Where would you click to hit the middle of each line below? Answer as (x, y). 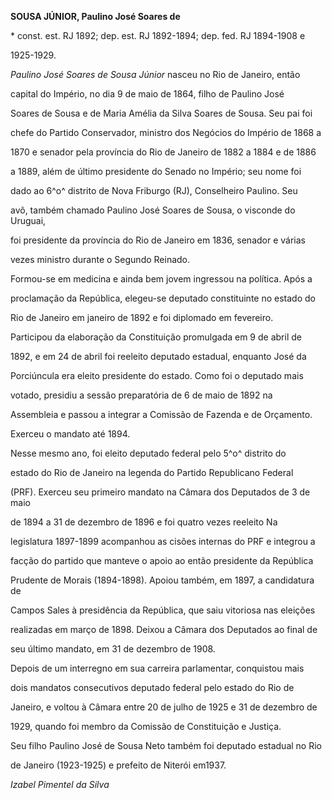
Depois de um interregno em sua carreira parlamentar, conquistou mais (157, 668)
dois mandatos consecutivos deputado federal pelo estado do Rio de (152, 687)
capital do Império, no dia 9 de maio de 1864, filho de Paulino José (147, 94)
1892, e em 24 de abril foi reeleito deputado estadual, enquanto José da (158, 356)
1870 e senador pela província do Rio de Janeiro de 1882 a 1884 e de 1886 (163, 152)
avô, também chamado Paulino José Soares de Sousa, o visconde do (153, 210)
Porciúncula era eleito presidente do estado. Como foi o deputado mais (157, 375)
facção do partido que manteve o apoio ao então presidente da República (162, 560)
